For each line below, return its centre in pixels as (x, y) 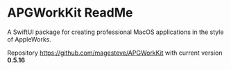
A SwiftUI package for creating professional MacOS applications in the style (115, 32)
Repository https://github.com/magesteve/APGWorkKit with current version (115, 53)
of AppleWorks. (29, 39)
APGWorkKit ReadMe (70, 13)
